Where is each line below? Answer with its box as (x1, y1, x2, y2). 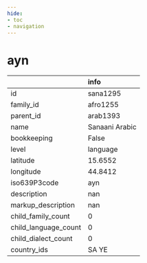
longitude (10, 167, 41, 176)
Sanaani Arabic (87, 122, 137, 132)
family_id (10, 100, 39, 110)
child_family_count (10, 211, 70, 221)
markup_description (10, 201, 76, 210)
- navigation (7, 23, 45, 30)
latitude (10, 156, 35, 165)
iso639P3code (10, 178, 59, 187)
